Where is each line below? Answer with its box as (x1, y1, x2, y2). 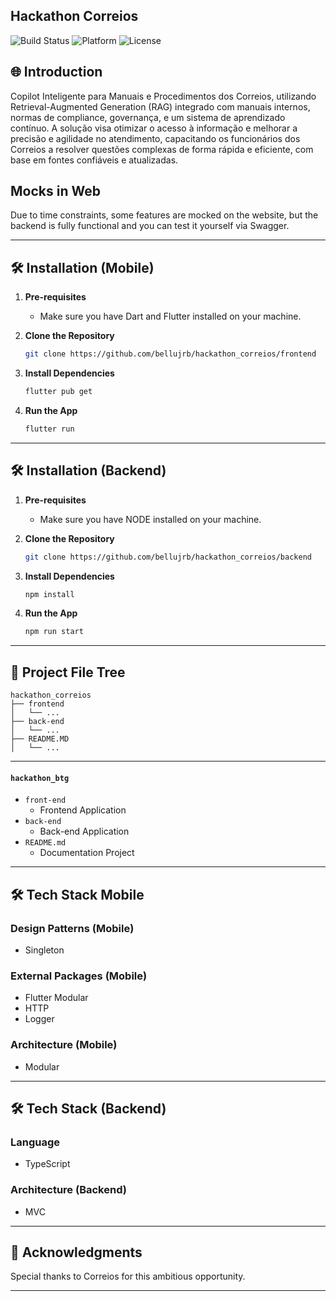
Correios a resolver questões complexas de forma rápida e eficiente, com (10, 143, 314, 155)
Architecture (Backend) (10, 1183, 127, 1197)
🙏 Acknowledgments (10, 1244, 143, 1261)
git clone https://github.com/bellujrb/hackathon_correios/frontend (24, 349, 317, 359)
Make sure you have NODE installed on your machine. (39, 513, 262, 525)
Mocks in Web (10, 183, 101, 200)
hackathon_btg (10, 773, 70, 783)
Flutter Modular (24, 992, 89, 1004)
